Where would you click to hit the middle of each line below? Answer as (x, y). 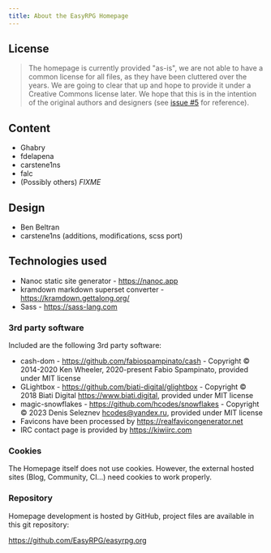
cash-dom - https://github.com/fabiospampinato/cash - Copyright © (135, 361)
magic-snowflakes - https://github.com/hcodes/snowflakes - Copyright (140, 404)
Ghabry (33, 148)
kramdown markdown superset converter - (92, 289)
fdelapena (37, 156)
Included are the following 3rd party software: (85, 345)
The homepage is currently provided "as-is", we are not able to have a (146, 68)
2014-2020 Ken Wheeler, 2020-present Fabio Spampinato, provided (134, 370)
